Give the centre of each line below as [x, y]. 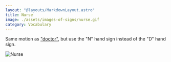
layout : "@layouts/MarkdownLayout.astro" [50, 10]
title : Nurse [19, 15]
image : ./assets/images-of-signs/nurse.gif [52, 19]
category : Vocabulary [28, 24]
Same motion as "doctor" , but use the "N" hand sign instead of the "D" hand [86, 39]
